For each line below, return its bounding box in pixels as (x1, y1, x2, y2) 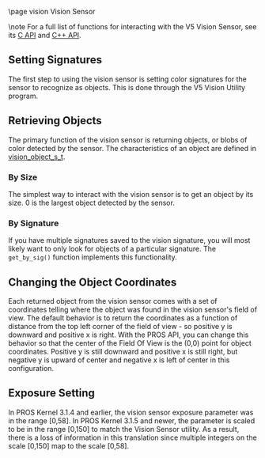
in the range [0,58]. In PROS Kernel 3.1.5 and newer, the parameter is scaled (8, 415, 256, 426)
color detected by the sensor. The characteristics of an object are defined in (8, 143, 257, 153)
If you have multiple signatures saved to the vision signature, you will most (8, 236, 251, 245)
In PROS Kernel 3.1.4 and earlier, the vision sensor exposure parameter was (8, 407, 254, 417)
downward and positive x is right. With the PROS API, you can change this (8, 330, 249, 339)
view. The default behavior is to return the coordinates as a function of (8, 313, 238, 323)
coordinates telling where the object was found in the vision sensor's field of (8, 305, 258, 315)
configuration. (8, 364, 54, 373)
